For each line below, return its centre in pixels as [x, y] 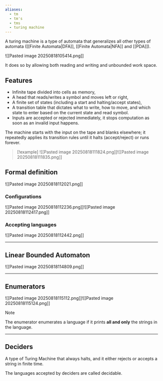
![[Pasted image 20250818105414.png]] [44, 56]
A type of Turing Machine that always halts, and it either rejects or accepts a [81, 358]
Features [19, 80]
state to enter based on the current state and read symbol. [70, 112]
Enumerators [25, 286]
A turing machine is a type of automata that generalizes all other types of [78, 41]
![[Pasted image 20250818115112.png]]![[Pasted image [59, 298]
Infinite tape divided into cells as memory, [54, 92]
